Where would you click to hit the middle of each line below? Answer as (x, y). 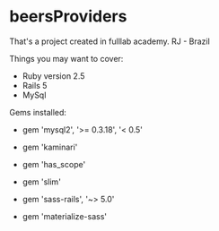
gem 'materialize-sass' (65, 216)
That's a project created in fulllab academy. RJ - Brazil (110, 41)
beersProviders (68, 17)
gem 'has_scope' (54, 164)
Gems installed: (38, 112)
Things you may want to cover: (66, 58)
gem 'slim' (41, 182)
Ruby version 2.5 (53, 76)
